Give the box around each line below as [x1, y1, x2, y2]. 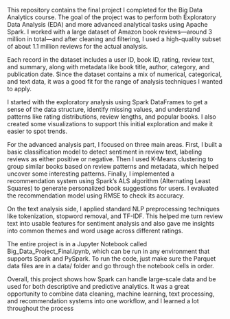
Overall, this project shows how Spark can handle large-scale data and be [7, 275, 216, 283]
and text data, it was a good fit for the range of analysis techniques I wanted [7, 78, 223, 85]
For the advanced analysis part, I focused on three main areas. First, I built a [7, 141, 222, 148]
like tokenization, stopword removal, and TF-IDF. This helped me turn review [7, 212, 223, 220]
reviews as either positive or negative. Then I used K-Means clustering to [7, 155, 214, 163]
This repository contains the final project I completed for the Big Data [7, 6, 203, 14]
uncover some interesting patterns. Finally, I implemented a [7, 169, 175, 178]
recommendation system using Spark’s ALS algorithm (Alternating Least [7, 177, 211, 185]
